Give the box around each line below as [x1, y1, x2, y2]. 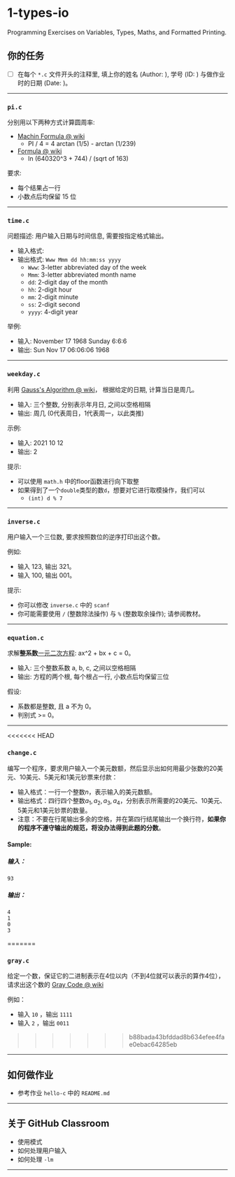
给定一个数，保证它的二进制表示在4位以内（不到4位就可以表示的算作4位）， [7, 972, 225, 980]
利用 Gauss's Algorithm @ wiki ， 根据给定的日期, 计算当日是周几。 [7, 385, 199, 393]
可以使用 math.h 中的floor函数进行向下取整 [17, 477, 140, 485]
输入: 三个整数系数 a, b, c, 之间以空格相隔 [17, 664, 136, 672]
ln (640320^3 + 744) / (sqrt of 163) [27, 154, 129, 163]
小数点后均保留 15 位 [17, 192, 77, 201]
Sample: [7, 840, 32, 849]
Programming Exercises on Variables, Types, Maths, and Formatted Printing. [7, 28, 227, 36]
